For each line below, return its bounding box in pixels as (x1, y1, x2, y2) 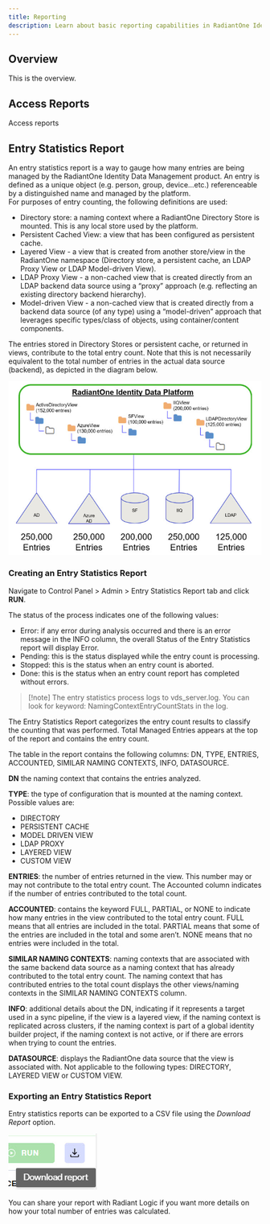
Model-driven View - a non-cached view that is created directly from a (19, 298, 255, 307)
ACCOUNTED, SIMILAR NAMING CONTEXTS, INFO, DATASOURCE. (8, 758, 230, 767)
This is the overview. (8, 73, 76, 84)
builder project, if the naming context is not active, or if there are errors (8, 1029, 243, 1039)
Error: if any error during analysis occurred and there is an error (19, 626, 231, 635)
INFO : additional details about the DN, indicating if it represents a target (8, 1004, 245, 1013)
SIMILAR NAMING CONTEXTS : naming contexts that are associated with (8, 954, 250, 963)
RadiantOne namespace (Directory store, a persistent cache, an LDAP (19, 255, 252, 265)
